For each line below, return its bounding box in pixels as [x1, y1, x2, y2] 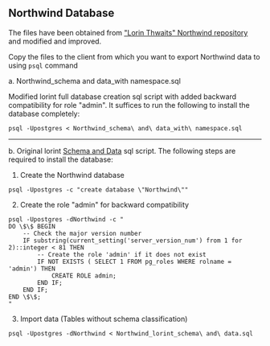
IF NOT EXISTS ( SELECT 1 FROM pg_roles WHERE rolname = [37, 257, 231, 266]
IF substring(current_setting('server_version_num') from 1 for [22, 237, 243, 245]
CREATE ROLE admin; [51, 271, 117, 280]
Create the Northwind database [19, 170, 125, 179]
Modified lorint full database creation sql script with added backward [8, 92, 237, 101]
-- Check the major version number [22, 229, 142, 237]
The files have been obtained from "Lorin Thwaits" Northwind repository [8, 27, 248, 37]
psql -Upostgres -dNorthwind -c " [8, 215, 125, 224]
